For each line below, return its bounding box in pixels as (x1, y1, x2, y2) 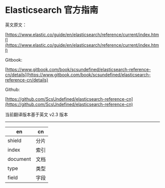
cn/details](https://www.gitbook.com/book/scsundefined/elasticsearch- (5, 72, 151, 77)
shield (7, 137, 22, 144)
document (7, 155, 31, 162)
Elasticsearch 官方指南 (5, 4, 98, 16)
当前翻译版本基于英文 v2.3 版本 (5, 112, 68, 117)
